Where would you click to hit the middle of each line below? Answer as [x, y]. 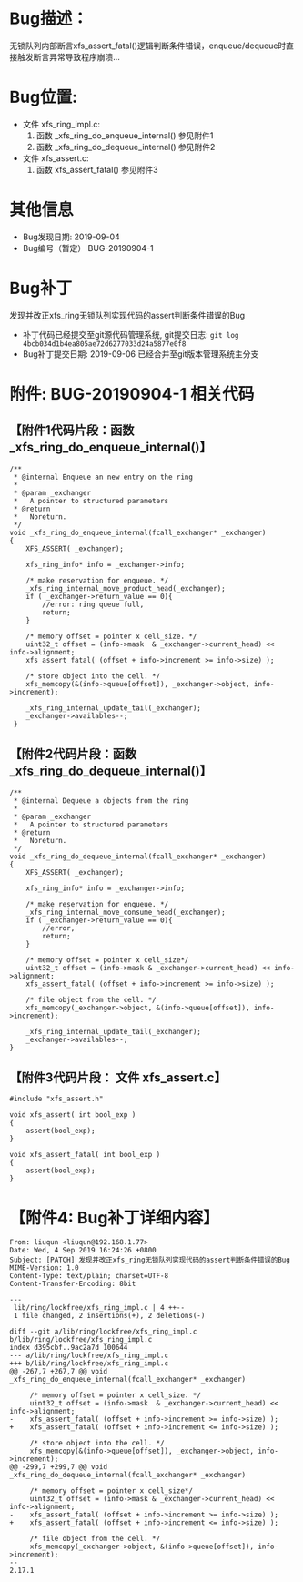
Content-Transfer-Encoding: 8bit [73, 1284]
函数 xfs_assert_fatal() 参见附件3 [97, 169]
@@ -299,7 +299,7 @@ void [58, 1467]
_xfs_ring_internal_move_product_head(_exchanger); [126, 588]
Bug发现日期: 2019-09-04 [71, 237]
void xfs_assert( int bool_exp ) [73, 1115]
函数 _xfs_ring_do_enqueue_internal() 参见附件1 [125, 135]
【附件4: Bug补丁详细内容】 [115, 1217]
